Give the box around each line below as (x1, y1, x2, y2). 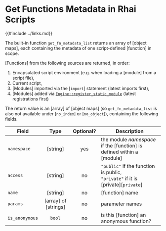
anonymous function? (101, 218, 152, 225)
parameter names (101, 200, 142, 207)
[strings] (45, 203, 66, 210)
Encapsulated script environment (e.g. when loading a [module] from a (12, 69, 157, 75)
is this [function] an (101, 211, 146, 218)
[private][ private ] (101, 181, 143, 188)
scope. (5, 50, 19, 56)
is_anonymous (7, 215, 39, 221)
